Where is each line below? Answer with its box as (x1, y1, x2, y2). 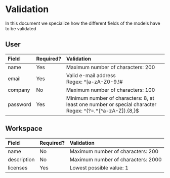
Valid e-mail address (66, 72, 116, 79)
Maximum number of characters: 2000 (69, 156, 162, 163)
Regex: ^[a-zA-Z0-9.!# (66, 78, 123, 85)
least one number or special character (66, 101, 157, 108)
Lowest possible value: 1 (69, 164, 129, 171)
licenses (8, 164, 28, 171)
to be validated (5, 25, 36, 31)
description (8, 156, 35, 163)
